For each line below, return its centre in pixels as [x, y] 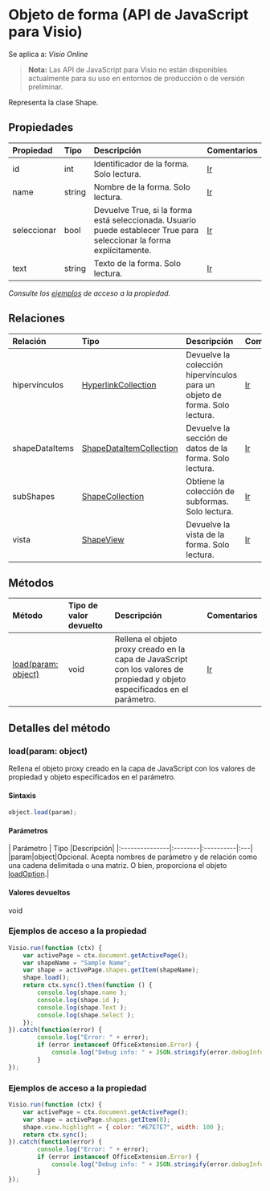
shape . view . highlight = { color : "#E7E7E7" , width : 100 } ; [124, 1127]
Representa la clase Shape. [53, 102]
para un [200, 385]
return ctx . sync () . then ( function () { [88, 985]
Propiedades [41, 127]
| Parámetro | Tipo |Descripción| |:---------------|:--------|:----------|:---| [131, 849]
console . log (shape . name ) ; [82, 993]
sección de [207, 438]
